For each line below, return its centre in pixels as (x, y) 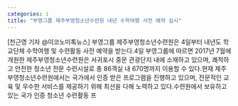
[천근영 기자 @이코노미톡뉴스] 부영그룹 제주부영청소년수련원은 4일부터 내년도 (114, 42)
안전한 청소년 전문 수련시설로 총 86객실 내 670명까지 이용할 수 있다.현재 (114, 68)
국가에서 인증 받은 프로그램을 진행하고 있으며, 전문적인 (147, 77)
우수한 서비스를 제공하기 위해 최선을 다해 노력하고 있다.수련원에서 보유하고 (125, 86)
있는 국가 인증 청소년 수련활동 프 (52, 95)
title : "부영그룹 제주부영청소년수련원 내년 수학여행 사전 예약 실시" (94, 21)
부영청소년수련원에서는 (39, 77)
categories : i (28, 14)
